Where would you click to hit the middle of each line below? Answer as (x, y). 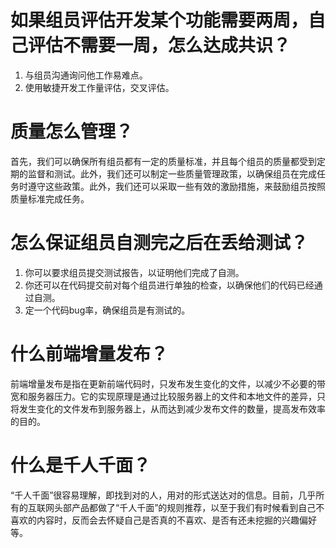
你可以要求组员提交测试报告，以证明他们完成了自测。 (134, 272)
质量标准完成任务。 (50, 198)
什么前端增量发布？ (89, 354)
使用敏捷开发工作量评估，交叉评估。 (99, 87)
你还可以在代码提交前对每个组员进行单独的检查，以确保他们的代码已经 (169, 285)
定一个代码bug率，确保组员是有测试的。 (107, 310)
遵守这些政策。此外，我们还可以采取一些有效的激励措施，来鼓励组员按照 (176, 186)
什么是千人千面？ (81, 465)
